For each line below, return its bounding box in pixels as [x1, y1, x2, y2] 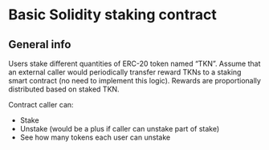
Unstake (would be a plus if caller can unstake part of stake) [19, 124, 220, 133]
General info [8, 38, 71, 51]
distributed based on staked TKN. [8, 84, 120, 94]
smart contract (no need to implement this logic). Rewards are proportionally [8, 76, 261, 85]
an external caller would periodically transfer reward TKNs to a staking [8, 67, 242, 77]
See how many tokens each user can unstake [19, 132, 171, 142]
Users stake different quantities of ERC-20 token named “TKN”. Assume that [8, 59, 261, 68]
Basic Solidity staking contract [8, 6, 217, 24]
